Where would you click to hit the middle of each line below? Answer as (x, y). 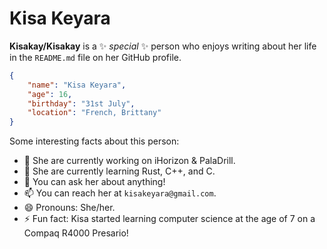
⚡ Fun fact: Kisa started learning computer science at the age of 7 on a (169, 219)
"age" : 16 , (50, 94)
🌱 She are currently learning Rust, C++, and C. (119, 171)
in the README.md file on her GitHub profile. (95, 57)
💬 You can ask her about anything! (94, 182)
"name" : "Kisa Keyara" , (77, 85)
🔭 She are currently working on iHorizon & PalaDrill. (129, 161)
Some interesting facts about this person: (94, 141)
